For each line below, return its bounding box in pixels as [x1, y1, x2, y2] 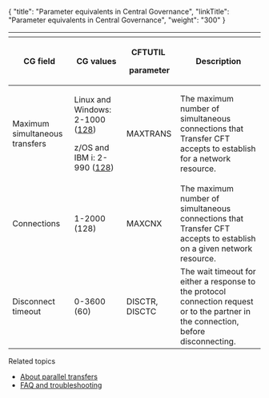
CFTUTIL [130, 47, 166, 58]
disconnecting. [179, 336, 236, 347]
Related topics [8, 356, 56, 366]
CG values [76, 56, 117, 66]
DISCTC [126, 306, 157, 316]
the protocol [179, 286, 227, 297]
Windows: [74, 104, 112, 115]
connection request [179, 296, 254, 307]
